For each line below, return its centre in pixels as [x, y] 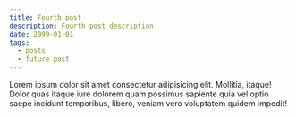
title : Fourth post [46, 17]
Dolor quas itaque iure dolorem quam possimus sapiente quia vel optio [139, 94]
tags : [19, 42]
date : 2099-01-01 [42, 34]
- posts [32, 51]
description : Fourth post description [81, 26]
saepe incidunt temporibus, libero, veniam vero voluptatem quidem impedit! [148, 103]
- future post [43, 59]
